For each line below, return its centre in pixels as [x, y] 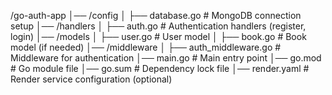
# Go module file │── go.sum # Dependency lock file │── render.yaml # [160, 68]
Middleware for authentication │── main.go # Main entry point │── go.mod [166, 58]
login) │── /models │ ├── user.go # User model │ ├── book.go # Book [158, 36]
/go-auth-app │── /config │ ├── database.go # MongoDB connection [156, 15]
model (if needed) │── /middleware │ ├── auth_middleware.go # [146, 47]
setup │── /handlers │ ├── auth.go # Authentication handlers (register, [158, 26]
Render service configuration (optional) [91, 79]
